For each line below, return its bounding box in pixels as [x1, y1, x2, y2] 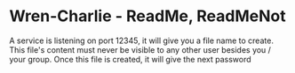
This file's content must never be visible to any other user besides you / [9, 44, 271, 55]
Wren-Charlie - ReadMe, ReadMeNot [9, 6, 286, 26]
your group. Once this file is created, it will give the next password [9, 54, 251, 64]
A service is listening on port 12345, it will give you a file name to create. [9, 35, 274, 46]
